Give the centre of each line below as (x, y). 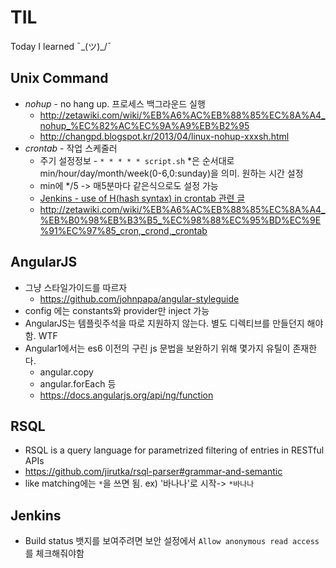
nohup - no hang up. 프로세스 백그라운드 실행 (115, 103)
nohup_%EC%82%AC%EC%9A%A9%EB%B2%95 (144, 125)
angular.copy (66, 372)
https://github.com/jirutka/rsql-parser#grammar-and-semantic (153, 472)
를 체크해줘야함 (54, 553)
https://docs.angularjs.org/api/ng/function (126, 395)
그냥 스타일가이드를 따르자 (76, 287)
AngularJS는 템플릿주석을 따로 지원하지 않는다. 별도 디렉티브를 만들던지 (164, 323)
